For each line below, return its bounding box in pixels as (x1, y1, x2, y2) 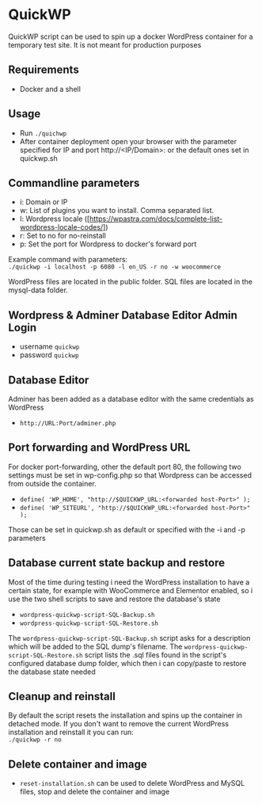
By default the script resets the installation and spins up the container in (8, 711, 243, 720)
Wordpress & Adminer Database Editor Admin (8, 308, 237, 322)
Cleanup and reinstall (8, 690, 116, 703)
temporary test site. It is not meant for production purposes (8, 40, 202, 49)
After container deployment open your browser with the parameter (19, 136, 237, 146)
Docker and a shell (19, 84, 82, 93)
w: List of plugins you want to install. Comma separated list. (19, 206, 215, 215)
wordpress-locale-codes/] (19, 223, 106, 232)
